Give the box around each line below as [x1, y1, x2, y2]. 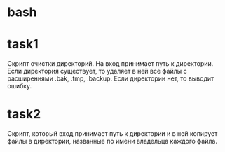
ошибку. [7, 82, 32, 90]
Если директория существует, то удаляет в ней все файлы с [7, 67, 187, 76]
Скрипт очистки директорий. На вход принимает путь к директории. [7, 60, 214, 68]
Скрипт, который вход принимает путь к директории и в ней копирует [7, 130, 218, 138]
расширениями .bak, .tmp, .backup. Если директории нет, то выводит [7, 74, 214, 83]
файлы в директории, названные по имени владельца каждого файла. [7, 137, 217, 146]
